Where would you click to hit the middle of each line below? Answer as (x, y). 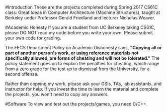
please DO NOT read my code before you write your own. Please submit (79, 33)
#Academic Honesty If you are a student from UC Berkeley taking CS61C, (80, 27)
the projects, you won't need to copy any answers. (57, 94)
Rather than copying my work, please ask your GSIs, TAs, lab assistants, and (83, 84)
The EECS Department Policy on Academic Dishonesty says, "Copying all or (83, 48)
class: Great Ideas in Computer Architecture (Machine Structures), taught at (83, 12)
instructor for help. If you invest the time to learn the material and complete (82, 89)
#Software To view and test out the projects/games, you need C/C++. (77, 104)
